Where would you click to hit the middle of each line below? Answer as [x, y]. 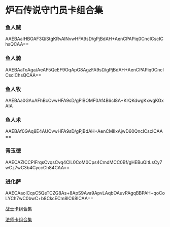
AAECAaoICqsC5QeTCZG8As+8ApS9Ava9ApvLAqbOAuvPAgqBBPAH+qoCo [85, 193]
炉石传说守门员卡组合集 [54, 10]
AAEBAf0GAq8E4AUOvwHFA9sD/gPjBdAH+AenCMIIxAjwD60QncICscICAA [84, 131]
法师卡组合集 [19, 219]
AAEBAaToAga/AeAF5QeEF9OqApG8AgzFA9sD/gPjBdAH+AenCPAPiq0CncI [84, 69]
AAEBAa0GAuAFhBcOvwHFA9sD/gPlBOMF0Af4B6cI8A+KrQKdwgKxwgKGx [84, 101]
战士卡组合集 [19, 209]
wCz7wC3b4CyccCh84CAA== [38, 167]
